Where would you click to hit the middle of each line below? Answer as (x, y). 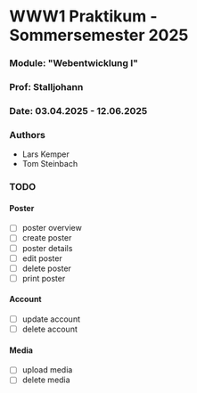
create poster (47, 238)
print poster (44, 278)
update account (51, 319)
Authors (28, 135)
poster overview (52, 228)
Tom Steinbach (50, 164)
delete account (49, 329)
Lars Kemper (45, 154)
